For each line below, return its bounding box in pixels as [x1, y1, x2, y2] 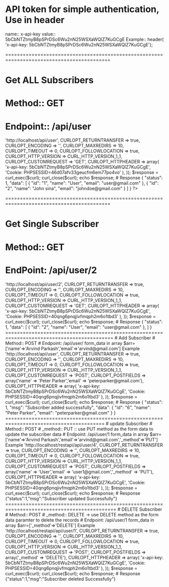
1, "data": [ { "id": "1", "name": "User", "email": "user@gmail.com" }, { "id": [5, 180, 159, 186]
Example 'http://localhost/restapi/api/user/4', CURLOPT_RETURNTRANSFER [5, 442, 163, 448]
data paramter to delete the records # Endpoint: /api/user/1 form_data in [5, 517, 155, 523]
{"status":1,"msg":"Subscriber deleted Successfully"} [5, 576, 116, 582]
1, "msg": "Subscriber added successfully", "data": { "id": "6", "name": [5, 404, 151, 410]
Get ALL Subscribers [5, 75, 94, 86]
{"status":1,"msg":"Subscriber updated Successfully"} [5, 495, 118, 501]
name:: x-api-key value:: [5, 31, 56, 37]
